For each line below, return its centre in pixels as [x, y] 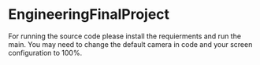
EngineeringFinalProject [89, 14]
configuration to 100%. [45, 52]
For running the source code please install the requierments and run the [125, 36]
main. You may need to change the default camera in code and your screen [130, 44]
